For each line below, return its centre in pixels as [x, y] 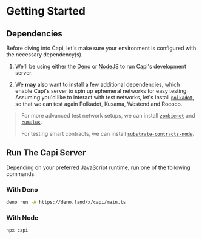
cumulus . [32, 122]
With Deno [22, 189]
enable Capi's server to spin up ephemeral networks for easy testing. [101, 91]
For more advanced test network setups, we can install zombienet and [108, 116]
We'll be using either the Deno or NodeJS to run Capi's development [101, 66]
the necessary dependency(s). [45, 55]
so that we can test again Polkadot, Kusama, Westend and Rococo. [99, 104]
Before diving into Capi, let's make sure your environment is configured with [101, 48]
